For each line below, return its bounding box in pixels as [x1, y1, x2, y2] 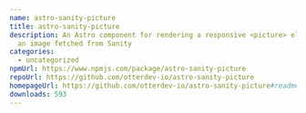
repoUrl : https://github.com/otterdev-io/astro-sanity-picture [9, 73, 255, 82]
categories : [9, 47, 55, 56]
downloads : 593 [9, 89, 67, 98]
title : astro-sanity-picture [9, 22, 120, 31]
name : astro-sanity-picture [9, 13, 117, 23]
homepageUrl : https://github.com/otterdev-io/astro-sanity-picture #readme [9, 81, 300, 90]
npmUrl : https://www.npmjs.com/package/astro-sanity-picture [9, 65, 247, 74]
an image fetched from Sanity [17, 38, 132, 48]
